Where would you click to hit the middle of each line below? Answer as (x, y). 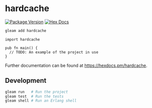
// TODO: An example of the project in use (54, 52)
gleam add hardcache (26, 31)
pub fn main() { (21, 48)
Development (26, 81)
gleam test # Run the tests (34, 96)
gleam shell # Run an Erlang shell (41, 101)
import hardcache (23, 39)
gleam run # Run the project (37, 92)
